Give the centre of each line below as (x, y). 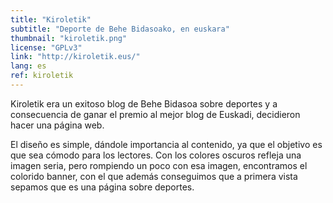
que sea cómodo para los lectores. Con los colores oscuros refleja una (156, 155)
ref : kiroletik (42, 76)
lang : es (28, 66)
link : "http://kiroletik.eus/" (75, 57)
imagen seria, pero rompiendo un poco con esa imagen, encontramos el (159, 165)
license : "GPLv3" (46, 47)
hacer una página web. (57, 125)
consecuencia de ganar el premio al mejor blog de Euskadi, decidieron (155, 114)
